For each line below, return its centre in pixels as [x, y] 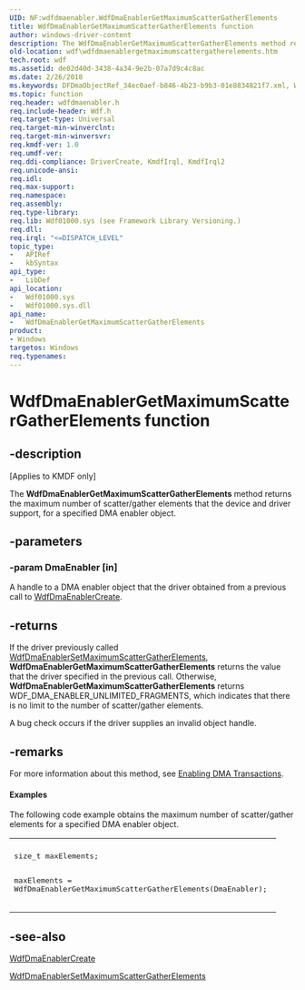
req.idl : [26, 178]
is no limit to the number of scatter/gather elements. [107, 705]
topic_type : [32, 247]
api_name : [28, 314]
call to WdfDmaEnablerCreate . [66, 597]
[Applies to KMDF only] [53, 476]
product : [26, 331]
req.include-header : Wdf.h [60, 111]
